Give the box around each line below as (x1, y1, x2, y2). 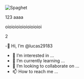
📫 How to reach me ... (12, 69, 58, 74)
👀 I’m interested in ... (12, 52, 54, 58)
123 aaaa (5, 14, 24, 20)
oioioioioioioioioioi (5, 24, 42, 30)
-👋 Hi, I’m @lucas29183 (5, 43, 53, 49)
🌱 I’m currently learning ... (12, 58, 65, 64)
